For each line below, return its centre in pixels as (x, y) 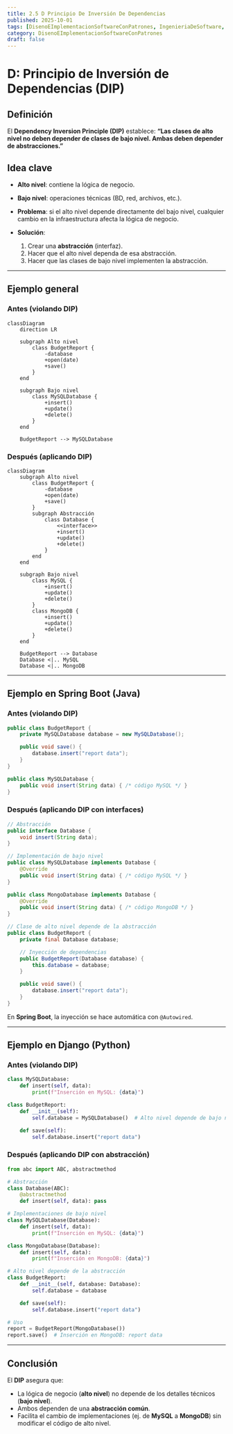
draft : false (26, 40)
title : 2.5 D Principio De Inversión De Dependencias (87, 14)
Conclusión (33, 1363)
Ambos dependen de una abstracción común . (84, 1408)
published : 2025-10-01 (40, 20)
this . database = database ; (71, 965)
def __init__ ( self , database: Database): (80, 1284)
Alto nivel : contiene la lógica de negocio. (76, 184)
